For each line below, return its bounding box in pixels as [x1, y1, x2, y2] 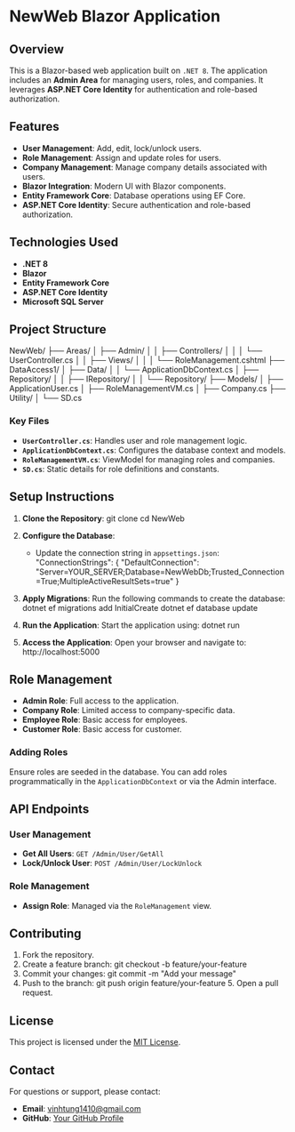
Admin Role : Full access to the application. [21, 695, 179, 706]
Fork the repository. [21, 950, 95, 960]
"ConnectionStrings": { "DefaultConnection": [35, 557, 200, 567]
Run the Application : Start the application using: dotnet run [21, 620, 240, 630]
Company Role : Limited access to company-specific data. [21, 705, 235, 716]
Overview [9, 42, 65, 57]
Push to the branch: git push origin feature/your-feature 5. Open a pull [21, 978, 279, 989]
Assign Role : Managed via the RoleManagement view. [21, 900, 211, 911]
